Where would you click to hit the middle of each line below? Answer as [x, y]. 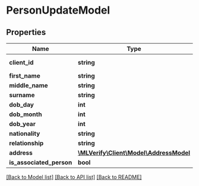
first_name [25, 76]
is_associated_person [41, 162]
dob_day [22, 105]
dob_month [26, 114]
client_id [21, 62]
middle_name [29, 85]
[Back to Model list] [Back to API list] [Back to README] [74, 177]
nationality [25, 134]
